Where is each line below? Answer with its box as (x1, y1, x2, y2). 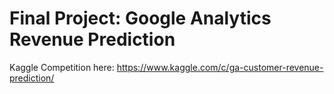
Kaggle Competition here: (9, 61, 115, 73)
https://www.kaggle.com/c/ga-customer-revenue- (116, 61, 324, 73)
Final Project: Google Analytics (9, 7, 272, 30)
